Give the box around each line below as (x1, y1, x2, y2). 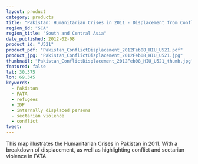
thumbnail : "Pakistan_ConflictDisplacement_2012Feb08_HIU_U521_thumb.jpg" (6, 58, 194, 64)
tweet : (6, 124, 22, 130)
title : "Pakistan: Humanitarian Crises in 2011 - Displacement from (6, 19, 178, 25)
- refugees (11, 96, 38, 102)
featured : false (6, 63, 46, 70)
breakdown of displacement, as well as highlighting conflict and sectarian (6, 146, 184, 153)
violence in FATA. (6, 153, 48, 159)
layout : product (6, 8, 46, 15)
